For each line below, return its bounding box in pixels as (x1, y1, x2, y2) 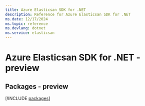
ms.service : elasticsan (5, 30, 55, 35)
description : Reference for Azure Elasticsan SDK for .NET (5, 12, 131, 17)
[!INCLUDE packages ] (5, 96, 50, 101)
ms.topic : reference (5, 21, 48, 26)
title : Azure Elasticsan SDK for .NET (5, 7, 86, 12)
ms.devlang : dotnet (5, 26, 46, 31)
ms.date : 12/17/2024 (5, 16, 48, 21)
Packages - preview (5, 82, 68, 91)
